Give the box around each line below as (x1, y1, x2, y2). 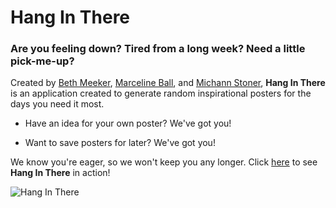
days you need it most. (10, 98, 105, 110)
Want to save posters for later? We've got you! (24, 137, 216, 149)
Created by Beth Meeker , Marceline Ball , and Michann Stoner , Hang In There (10, 77, 326, 89)
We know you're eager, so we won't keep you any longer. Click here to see (10, 156, 318, 168)
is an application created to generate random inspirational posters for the (10, 87, 312, 100)
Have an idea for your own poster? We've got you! (24, 117, 232, 130)
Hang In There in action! (10, 167, 111, 179)
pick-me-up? (10, 54, 75, 68)
